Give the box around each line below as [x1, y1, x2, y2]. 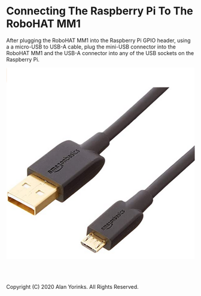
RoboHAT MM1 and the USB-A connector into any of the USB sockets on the [6, 49, 194, 56]
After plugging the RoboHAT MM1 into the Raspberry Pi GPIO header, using [6, 37, 191, 44]
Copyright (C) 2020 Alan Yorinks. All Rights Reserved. [6, 283, 139, 291]
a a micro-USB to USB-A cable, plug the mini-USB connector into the [6, 43, 176, 50]
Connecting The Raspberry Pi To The [6, 4, 193, 18]
